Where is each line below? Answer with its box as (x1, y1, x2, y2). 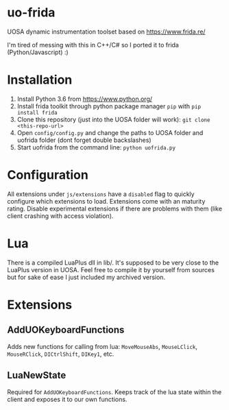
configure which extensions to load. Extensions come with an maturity (7, 197, 206, 205)
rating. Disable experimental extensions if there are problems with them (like (7, 204, 223, 213)
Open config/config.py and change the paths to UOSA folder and (16, 128, 204, 136)
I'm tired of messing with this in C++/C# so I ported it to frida (7, 40, 180, 49)
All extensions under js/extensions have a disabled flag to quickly (7, 190, 195, 198)
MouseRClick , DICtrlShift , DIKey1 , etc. (7, 350, 114, 358)
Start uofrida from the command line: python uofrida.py (16, 143, 176, 152)
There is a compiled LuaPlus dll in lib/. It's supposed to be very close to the (7, 258, 219, 267)
